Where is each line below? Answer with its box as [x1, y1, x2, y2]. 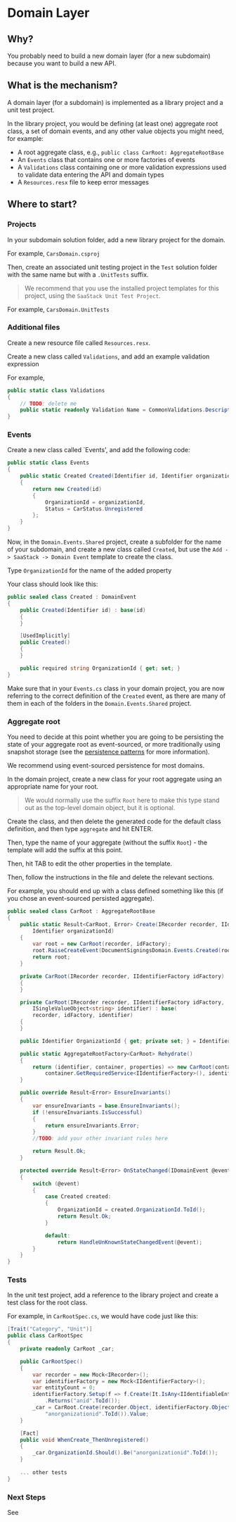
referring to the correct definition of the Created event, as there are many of [7, 692, 226, 700]
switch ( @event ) [32, 1180, 80, 1187]
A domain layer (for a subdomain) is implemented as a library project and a [7, 98, 223, 106]
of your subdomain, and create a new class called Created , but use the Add [7, 545, 223, 554]
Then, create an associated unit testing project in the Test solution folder [7, 263, 218, 271]
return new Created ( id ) [32, 485, 102, 492]
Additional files [7, 323, 60, 332]
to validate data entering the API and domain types [17, 170, 164, 179]
